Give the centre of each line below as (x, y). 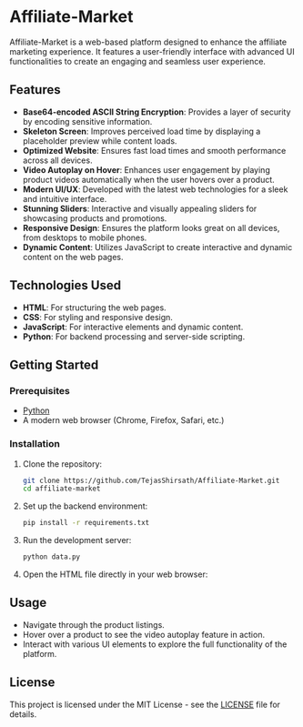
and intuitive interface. (65, 198)
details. (23, 714)
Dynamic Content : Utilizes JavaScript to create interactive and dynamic (157, 247)
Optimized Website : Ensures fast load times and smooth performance (154, 150)
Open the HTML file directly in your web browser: (115, 574)
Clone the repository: (62, 464)
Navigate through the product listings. (94, 624)
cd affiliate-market (61, 489)
